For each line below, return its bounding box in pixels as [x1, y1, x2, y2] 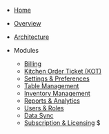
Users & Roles [23, 104, 64, 112]
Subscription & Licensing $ [23, 119, 101, 127]
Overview [13, 19, 41, 27]
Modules [13, 47, 39, 54]
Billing [23, 60, 42, 68]
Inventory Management [23, 90, 91, 97]
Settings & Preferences [23, 74, 90, 83]
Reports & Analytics [23, 97, 81, 105]
